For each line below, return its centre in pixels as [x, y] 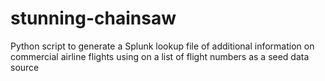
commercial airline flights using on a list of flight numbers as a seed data [160, 56]
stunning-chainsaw [93, 18]
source [25, 67]
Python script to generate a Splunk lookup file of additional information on [162, 46]
